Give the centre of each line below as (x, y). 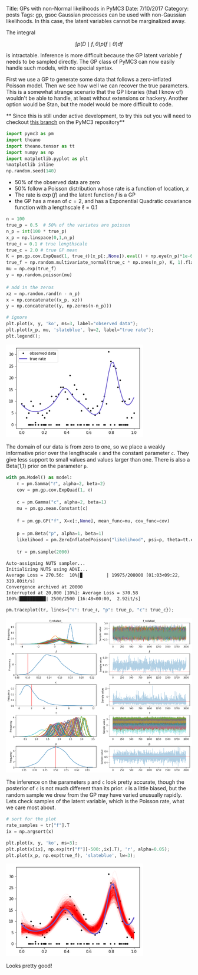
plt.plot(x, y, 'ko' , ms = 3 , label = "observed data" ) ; (72, 324)
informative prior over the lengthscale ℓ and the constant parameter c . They (98, 453)
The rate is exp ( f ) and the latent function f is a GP (75, 195)
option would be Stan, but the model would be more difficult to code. (90, 104)
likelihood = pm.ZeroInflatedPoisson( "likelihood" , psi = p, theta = (100, 539)
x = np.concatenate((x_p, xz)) (44, 300)
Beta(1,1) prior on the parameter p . (47, 466)
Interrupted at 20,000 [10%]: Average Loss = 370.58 (72, 593)
